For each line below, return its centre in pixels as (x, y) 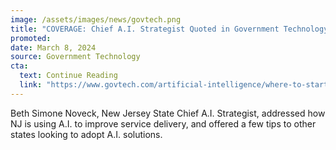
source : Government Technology (75, 57)
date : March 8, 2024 (53, 47)
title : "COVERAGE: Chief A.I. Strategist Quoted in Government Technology (169, 29)
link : (31, 85)
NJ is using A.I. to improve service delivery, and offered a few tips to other (163, 123)
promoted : (31, 38)
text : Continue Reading (68, 76)
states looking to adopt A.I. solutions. (86, 134)
